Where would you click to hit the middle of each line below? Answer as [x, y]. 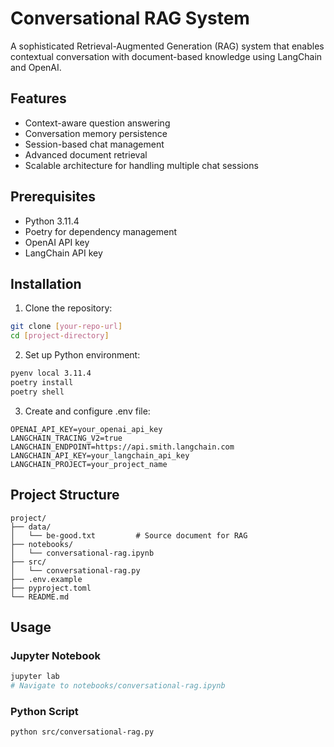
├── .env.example [46, 579]
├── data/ [31, 527]
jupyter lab [35, 677]
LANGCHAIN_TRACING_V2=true [66, 438]
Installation [46, 283]
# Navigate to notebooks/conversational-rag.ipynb [118, 686]
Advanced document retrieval [86, 154]
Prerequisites [53, 197]
